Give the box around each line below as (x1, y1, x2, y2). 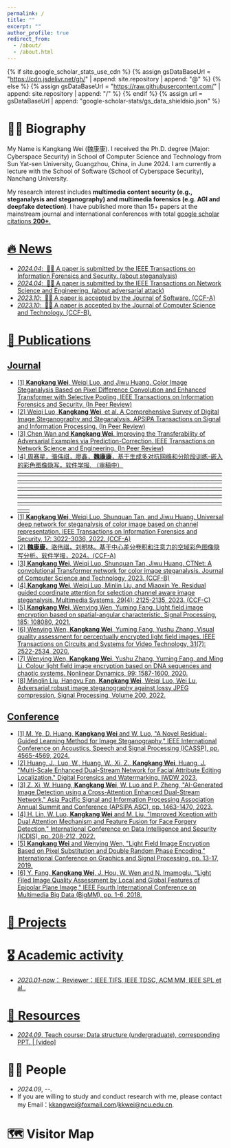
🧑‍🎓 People (7, 1062, 67, 1078)
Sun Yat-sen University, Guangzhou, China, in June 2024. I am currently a (7, 159, 217, 168)
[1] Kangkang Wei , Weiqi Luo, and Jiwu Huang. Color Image (16, 378, 188, 386)
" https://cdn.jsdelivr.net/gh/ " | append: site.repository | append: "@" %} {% (7, 74, 221, 83)
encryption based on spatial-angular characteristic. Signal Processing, (16, 610, 217, 618)
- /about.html (13, 49, 54, 56)
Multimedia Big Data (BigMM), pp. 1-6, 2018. (16, 890, 142, 898)
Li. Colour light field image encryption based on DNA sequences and (16, 661, 212, 669)
